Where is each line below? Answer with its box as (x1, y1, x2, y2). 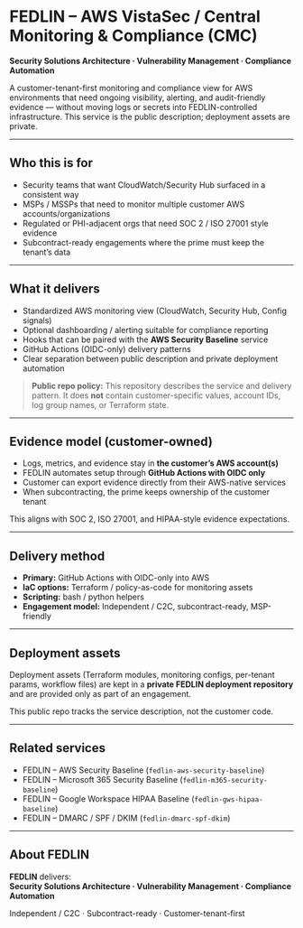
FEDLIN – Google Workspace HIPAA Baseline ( (22, 793, 196, 804)
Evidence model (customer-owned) (9, 433, 214, 449)
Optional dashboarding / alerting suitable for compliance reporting (22, 324, 269, 335)
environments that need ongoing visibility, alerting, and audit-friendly (9, 92, 266, 103)
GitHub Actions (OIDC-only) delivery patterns (22, 343, 191, 354)
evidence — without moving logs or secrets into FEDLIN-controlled (9, 101, 258, 112)
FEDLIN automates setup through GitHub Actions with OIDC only (22, 468, 266, 478)
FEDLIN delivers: (9, 871, 72, 882)
